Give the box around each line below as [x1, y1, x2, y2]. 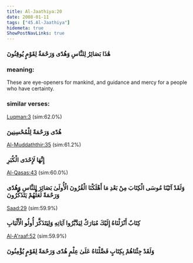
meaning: [6, 65, 35, 73]
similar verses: [6, 100, 50, 108]
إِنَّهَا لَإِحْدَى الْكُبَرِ [6, 156, 45, 164]
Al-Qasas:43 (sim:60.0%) [6, 169, 69, 176]
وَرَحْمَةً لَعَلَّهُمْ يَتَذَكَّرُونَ [6, 191, 60, 200]
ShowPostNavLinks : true [6, 31, 65, 36]
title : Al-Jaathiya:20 [6, 8, 62, 15]
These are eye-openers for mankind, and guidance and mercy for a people [6, 79, 187, 86]
